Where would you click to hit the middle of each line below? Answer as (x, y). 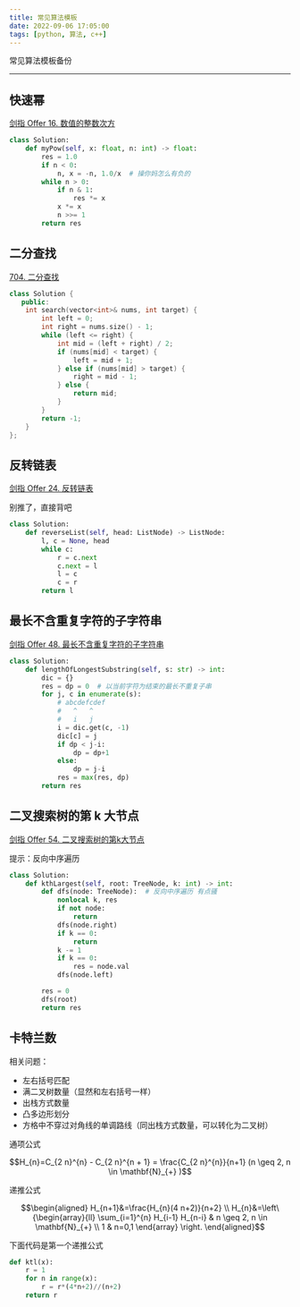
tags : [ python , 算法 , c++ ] (58, 34)
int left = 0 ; (67, 318)
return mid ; (95, 394)
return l (58, 591)
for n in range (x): (62, 1279)
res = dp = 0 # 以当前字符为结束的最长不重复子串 (127, 686)
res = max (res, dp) (93, 778)
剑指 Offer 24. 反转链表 (51, 488)
